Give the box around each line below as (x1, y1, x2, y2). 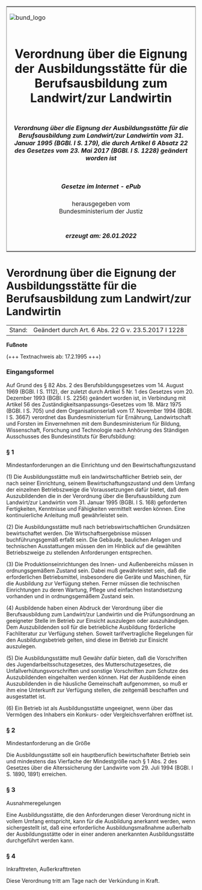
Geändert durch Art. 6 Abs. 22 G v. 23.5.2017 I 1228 (33, 326, 185, 334)
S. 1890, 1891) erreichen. (6, 771, 67, 778)
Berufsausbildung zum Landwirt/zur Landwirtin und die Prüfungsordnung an (6, 611, 195, 618)
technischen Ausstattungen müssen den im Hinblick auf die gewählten (6, 543, 181, 550)
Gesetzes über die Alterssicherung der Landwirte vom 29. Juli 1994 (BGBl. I (6, 764, 194, 771)
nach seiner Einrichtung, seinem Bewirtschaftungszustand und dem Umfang (6, 479, 195, 487)
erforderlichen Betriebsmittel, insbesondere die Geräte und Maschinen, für (6, 573, 191, 581)
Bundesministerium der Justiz (59, 207, 143, 216)
